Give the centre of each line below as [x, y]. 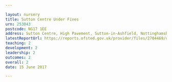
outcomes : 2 [18, 57]
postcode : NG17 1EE [26, 29]
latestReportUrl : [24, 38]
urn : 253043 [18, 24]
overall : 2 [17, 62]
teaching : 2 [18, 43]
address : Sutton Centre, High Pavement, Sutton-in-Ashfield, [72, 34]
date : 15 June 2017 [26, 67]
